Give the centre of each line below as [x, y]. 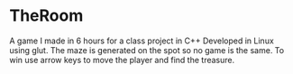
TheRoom [46, 16]
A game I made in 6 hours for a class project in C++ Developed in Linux [142, 41]
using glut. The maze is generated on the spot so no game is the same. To [147, 50]
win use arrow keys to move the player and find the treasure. [122, 60]
